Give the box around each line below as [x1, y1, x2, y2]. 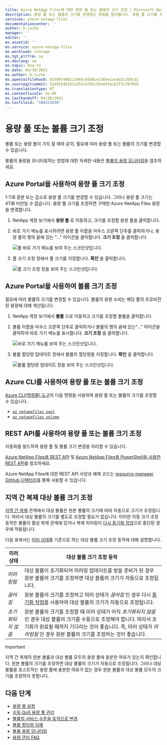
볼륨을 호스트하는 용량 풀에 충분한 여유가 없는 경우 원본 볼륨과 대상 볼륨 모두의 [5, 667, 157, 673]
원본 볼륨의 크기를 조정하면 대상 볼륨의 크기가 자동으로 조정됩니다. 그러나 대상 [11, 661, 162, 667]
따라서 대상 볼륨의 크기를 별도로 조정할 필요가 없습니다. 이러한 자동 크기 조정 [11, 514, 159, 520]
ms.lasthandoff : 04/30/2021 [5, 95, 64, 100]
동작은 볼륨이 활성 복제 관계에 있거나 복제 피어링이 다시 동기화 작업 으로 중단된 [5, 520, 155, 526]
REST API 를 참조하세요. [5, 460, 51, 466]
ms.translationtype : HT [5, 86, 55, 91]
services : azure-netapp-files [5, 16, 68, 21]
